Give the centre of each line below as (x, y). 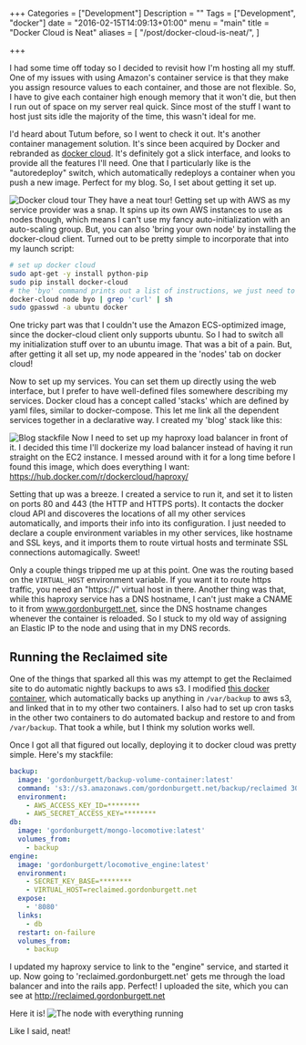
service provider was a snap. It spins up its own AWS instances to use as (146, 210)
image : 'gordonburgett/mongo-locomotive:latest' (112, 831)
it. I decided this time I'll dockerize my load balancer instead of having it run (151, 448)
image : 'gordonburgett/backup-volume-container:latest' (126, 780)
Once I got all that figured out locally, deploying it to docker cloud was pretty (153, 745)
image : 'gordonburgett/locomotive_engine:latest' (113, 864)
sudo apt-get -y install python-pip (79, 274)
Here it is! (27, 1014)
